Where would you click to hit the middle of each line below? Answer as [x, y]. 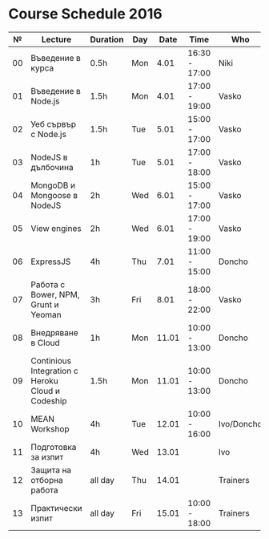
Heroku [44, 380]
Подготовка [54, 447]
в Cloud [45, 342]
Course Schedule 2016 [85, 14]
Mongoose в [54, 195]
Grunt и [45, 304]
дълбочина [52, 167]
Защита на [51, 470]
